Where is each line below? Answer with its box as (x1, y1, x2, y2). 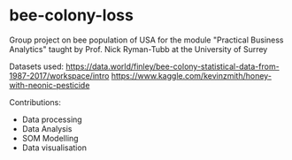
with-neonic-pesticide (9, 80, 90, 90)
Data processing (21, 114, 82, 125)
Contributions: (9, 96, 62, 107)
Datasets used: (9, 61, 65, 72)
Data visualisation (21, 142, 87, 153)
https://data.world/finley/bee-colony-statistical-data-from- (65, 61, 280, 72)
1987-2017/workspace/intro (9, 70, 110, 80)
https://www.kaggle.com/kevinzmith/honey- (111, 70, 273, 80)
